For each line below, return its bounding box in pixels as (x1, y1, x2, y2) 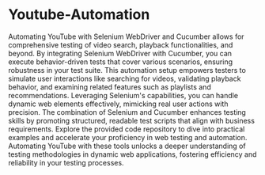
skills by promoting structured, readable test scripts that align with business (8, 116, 256, 125)
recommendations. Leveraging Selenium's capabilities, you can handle (8, 90, 239, 100)
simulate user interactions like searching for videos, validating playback (8, 74, 241, 83)
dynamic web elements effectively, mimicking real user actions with (8, 99, 229, 108)
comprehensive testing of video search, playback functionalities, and (8, 40, 233, 49)
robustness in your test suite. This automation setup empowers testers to (8, 65, 247, 74)
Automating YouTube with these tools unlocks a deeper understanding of (8, 141, 247, 150)
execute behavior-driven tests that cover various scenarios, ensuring (8, 57, 233, 67)
